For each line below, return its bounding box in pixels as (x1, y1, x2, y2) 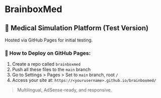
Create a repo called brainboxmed (12, 61, 81, 67)
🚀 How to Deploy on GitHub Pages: (5, 50, 91, 57)
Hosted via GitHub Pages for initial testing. (5, 37, 93, 43)
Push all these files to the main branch (12, 67, 91, 73)
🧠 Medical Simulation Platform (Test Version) (5, 24, 149, 32)
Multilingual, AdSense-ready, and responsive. (17, 87, 112, 93)
